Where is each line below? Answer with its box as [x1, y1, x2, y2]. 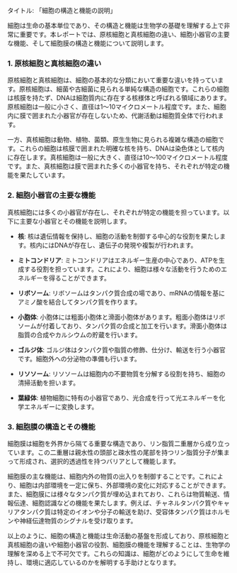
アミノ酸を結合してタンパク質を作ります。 [17, 298, 141, 306]
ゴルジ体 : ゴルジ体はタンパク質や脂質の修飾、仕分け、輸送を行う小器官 [17, 345, 226, 354]
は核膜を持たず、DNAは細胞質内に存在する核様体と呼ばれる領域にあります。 [7, 94, 231, 102]
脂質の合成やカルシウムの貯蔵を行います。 [17, 330, 141, 339]
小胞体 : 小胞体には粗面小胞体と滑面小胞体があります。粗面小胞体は [17, 312, 214, 321]
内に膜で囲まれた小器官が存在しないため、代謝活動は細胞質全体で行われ [7, 111, 218, 120]
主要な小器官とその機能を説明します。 [19, 217, 131, 225]
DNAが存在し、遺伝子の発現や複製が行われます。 [54, 241, 197, 249]
